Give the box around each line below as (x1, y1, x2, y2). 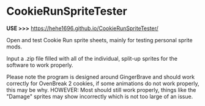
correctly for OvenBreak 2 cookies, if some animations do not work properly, (6, 80, 199, 87)
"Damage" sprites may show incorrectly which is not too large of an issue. (6, 93, 193, 100)
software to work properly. (6, 61, 73, 69)
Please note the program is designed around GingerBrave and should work (6, 73, 195, 80)
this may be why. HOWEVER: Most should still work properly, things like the (6, 86, 196, 93)
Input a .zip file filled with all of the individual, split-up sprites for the (6, 55, 177, 62)
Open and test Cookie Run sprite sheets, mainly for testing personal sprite (6, 36, 193, 44)
